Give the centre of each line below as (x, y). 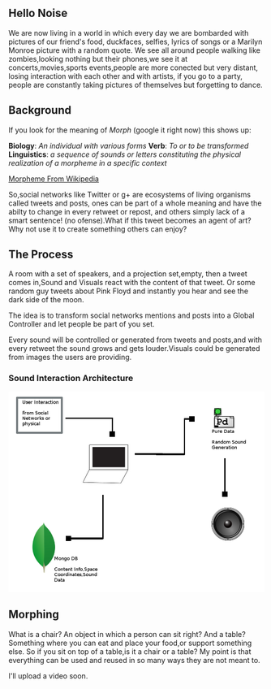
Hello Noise (38, 13)
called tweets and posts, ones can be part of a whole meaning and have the (135, 203)
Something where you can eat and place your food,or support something (130, 643)
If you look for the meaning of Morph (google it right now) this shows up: (130, 130)
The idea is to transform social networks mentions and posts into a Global (131, 315)
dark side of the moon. (46, 300)
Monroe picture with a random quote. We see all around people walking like (135, 50)
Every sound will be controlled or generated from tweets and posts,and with (135, 340)
